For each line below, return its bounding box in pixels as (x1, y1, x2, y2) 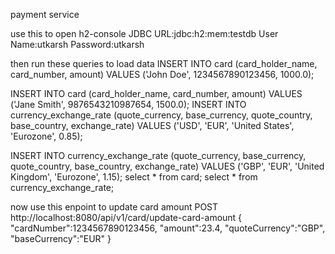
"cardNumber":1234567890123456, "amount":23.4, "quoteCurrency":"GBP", (10, 222, 326, 234)
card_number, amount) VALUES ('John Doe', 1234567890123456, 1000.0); (10, 69, 315, 80)
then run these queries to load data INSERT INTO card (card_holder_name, (10, 58, 318, 69)
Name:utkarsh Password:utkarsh (10, 39, 145, 50)
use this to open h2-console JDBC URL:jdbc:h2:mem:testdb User (10, 28, 279, 39)
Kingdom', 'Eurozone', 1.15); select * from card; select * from (10, 171, 258, 183)
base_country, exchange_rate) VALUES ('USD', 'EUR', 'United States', (10, 120, 295, 131)
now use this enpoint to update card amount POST (10, 201, 219, 213)
